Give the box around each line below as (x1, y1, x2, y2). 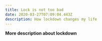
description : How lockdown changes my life (5, 16, 97, 21)
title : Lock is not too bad (5, 7, 64, 12)
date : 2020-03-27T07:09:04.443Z (5, 12, 72, 17)
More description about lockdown (5, 30, 77, 36)
